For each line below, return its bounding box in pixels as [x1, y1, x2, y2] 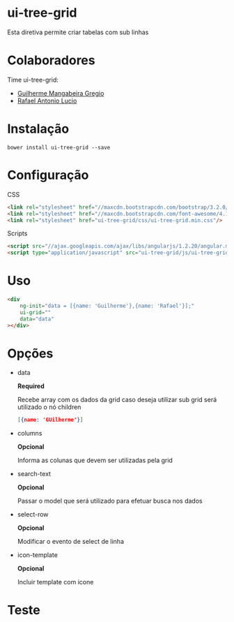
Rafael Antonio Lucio [17, 96, 77, 105]
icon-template [17, 551, 58, 559]
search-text [17, 470, 51, 478]
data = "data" [19, 316, 54, 323]
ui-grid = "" [19, 309, 52, 316]
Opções [7, 346, 54, 361]
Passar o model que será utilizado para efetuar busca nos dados [17, 497, 203, 505]
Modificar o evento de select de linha [17, 538, 124, 546]
